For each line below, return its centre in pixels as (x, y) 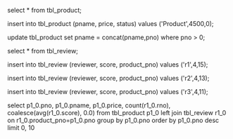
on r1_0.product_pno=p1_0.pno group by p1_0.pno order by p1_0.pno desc (113, 120)
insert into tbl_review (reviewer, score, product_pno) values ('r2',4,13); (108, 78)
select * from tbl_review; (43, 51)
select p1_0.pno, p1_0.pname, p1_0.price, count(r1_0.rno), (89, 105)
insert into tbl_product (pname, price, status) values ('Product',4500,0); (111, 24)
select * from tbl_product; (45, 10)
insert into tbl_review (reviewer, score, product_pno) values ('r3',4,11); (108, 92)
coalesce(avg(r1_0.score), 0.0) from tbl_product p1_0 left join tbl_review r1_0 (117, 113)
